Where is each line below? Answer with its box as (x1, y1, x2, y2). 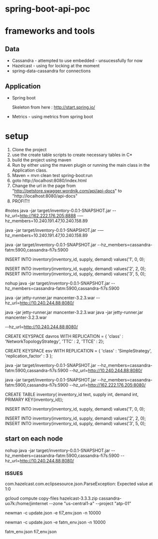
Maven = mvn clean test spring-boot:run (12, 172, 93, 178)
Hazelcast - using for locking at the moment (12, 63, 100, 69)
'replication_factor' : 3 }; (5, 353, 53, 359)
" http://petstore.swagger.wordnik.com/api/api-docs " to (12, 188, 122, 193)
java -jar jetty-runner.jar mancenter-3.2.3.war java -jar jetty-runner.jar (5, 309, 144, 315)
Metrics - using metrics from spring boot (12, 114, 93, 119)
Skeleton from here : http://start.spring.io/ (12, 104, 95, 110)
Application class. (12, 167, 48, 173)
